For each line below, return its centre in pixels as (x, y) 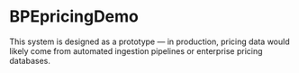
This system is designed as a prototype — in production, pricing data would (149, 41)
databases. (30, 60)
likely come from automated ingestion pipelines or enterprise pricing (136, 50)
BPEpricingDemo (74, 17)
